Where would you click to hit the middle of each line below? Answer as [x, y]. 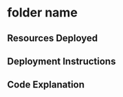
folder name [42, 13]
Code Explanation [46, 85]
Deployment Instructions [61, 61]
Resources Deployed [53, 38]
